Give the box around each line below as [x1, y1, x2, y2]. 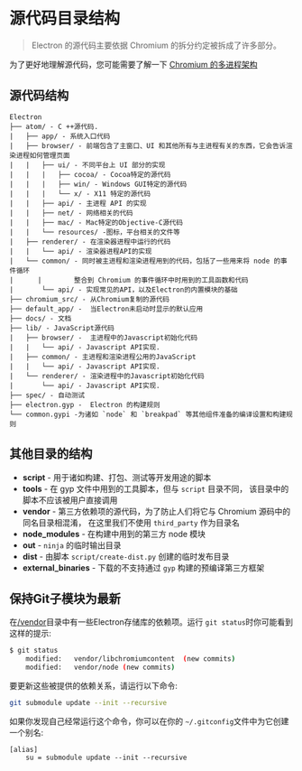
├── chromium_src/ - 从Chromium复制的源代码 [9, 294, 169, 303]
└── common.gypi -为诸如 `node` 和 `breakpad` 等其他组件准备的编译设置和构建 [9, 410, 287, 419]
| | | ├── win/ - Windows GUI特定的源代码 [9, 180, 188, 189]
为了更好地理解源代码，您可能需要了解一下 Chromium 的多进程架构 [9, 59, 259, 70]
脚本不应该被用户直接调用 [22, 494, 118, 506]
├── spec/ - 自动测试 [9, 390, 86, 400]
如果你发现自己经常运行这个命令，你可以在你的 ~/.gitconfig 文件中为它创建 [9, 715, 289, 727]
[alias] [9, 745, 39, 754]
